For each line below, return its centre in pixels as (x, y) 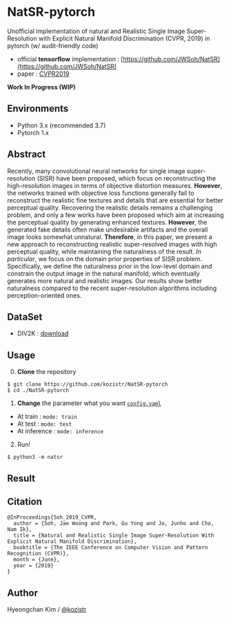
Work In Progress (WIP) (41, 87)
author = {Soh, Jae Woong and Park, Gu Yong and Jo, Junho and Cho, (114, 524)
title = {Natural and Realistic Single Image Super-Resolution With (114, 536)
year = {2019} (33, 566)
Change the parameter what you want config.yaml (89, 403)
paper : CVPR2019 (43, 74)
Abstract (27, 155)
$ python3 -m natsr (35, 457)
